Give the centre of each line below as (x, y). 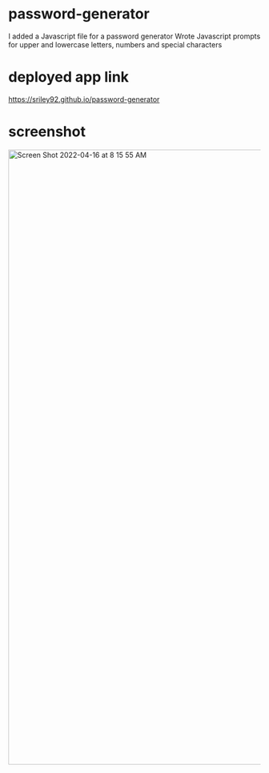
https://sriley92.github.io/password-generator (84, 99)
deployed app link (69, 77)
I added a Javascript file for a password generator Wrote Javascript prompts (134, 36)
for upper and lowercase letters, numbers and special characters (115, 44)
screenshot (47, 132)
